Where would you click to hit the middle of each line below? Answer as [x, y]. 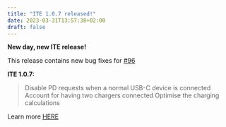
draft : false [26, 27]
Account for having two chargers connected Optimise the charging [122, 95]
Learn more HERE [33, 116]
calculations [42, 103]
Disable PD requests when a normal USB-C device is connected [118, 88]
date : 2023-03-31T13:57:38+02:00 [56, 20]
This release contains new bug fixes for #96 [71, 61]
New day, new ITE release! [47, 47]
